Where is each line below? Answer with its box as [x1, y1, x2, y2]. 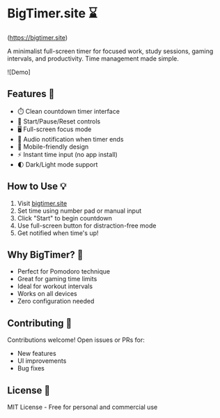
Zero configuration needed [17, 297, 95, 306]
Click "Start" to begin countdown [17, 214, 113, 222]
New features [17, 350, 57, 358]
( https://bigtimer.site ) [7, 33, 68, 42]
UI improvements [17, 357, 67, 365]
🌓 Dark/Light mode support [17, 160, 98, 168]
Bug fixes [17, 364, 45, 373]
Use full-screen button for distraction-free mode [17, 221, 157, 230]
